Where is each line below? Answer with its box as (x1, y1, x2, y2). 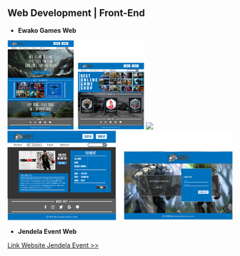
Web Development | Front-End (7, 7, 145, 19)
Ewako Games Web (17, 26, 76, 34)
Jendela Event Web (17, 227, 77, 235)
